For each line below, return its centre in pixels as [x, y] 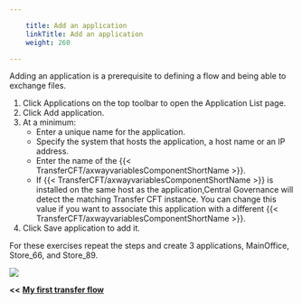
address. [52, 151]
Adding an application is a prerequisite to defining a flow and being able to [148, 76]
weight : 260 [48, 43]
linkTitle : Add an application [85, 34]
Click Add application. [63, 113]
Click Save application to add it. [81, 228]
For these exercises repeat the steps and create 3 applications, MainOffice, [149, 246]
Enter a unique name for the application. [111, 132]
